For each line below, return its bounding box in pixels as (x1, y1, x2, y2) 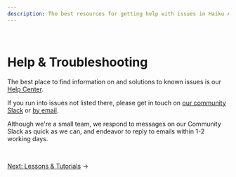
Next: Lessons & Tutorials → (7, 162, 89, 170)
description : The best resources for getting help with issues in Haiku (7, 10, 225, 18)
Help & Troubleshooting (7, 54, 148, 70)
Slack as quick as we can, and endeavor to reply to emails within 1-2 (7, 127, 205, 136)
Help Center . (7, 85, 44, 93)
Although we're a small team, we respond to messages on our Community (7, 119, 221, 128)
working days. (7, 134, 48, 143)
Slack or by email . (7, 106, 59, 114)
